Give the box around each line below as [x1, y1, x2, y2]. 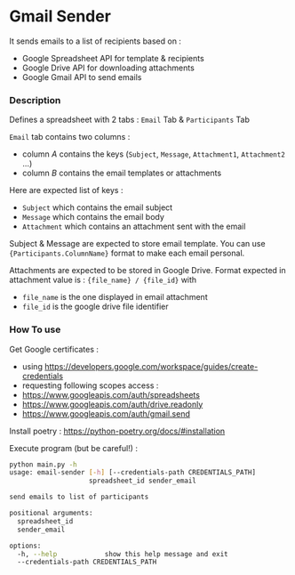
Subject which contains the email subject [21, 202, 173, 213]
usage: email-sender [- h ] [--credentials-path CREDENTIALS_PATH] [9, 468, 256, 477]
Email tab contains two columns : [9, 132, 131, 142]
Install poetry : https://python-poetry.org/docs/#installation [9, 425, 226, 436]
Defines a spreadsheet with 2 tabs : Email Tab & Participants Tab [9, 114, 251, 126]
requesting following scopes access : [21, 380, 159, 391]
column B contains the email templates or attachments [21, 167, 222, 179]
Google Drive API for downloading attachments [21, 62, 195, 73]
